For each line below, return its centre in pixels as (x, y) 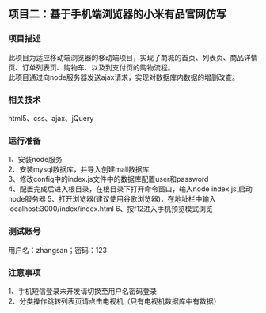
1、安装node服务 (36, 160)
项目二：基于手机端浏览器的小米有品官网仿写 (118, 14)
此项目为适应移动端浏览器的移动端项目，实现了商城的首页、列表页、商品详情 (133, 57)
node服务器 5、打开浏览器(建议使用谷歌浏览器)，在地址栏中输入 (112, 199)
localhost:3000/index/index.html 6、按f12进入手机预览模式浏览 (111, 209)
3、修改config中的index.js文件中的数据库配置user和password (108, 179)
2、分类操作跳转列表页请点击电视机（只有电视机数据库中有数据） (114, 301)
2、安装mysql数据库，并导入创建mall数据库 (79, 169)
